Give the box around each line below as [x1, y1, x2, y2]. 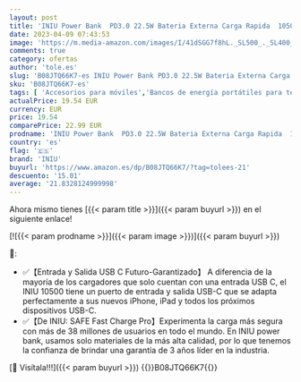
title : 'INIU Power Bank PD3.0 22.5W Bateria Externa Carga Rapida [9, 21, 271, 30]
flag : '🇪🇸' [9, 146, 54, 155]
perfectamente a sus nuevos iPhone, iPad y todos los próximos [21, 296, 255, 307]
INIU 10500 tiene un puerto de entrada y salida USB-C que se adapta [21, 286, 278, 297]
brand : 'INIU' [9, 154, 63, 164]
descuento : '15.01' [9, 171, 82, 180]
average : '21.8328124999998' [9, 180, 118, 189]
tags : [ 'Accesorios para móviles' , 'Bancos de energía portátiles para [9, 88, 282, 97]
